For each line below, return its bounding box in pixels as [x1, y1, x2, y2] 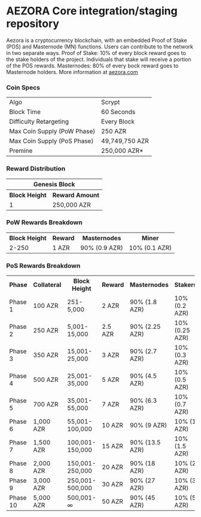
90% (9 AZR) [129, 421, 167, 430]
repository [6, 17, 60, 30]
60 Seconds [100, 108, 136, 116]
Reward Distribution [6, 164, 66, 173]
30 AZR [101, 480, 124, 488]
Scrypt [100, 98, 120, 106]
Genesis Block [33, 180, 75, 188]
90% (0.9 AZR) [80, 243, 124, 252]
